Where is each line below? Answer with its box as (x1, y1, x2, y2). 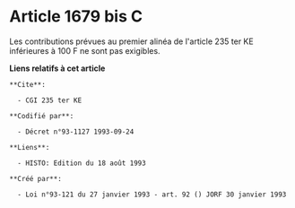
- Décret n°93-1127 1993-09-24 (17, 127, 134, 136)
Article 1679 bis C (9, 6, 143, 27)
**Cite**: (9, 80, 47, 89)
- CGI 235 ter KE (17, 96, 82, 105)
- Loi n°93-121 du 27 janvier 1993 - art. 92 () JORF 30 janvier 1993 (17, 190, 287, 199)
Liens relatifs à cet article (9, 63, 106, 74)
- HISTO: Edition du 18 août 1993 (17, 159, 146, 168)
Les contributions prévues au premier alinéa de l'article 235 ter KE (9, 36, 254, 47)
